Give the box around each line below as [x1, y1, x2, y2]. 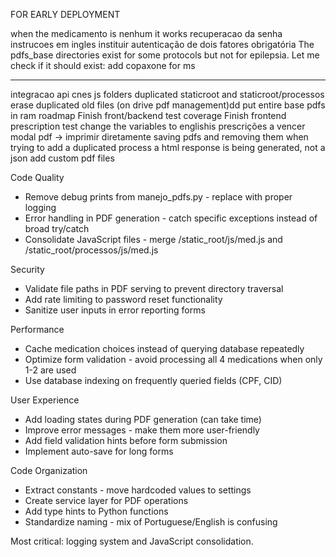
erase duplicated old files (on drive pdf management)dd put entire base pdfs [10, 99, 326, 111]
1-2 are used [24, 364, 77, 376]
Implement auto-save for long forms [24, 445, 174, 457]
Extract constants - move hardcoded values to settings [24, 484, 252, 496]
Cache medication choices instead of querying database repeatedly [24, 343, 305, 354]
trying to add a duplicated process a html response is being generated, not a [10, 142, 326, 153]
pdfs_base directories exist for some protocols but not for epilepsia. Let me [10, 49, 320, 61]
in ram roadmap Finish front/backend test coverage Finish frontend [10, 110, 287, 121]
